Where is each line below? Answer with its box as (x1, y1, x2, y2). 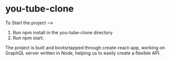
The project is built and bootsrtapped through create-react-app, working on (5, 44, 165, 50)
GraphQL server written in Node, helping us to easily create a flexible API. (5, 50, 161, 56)
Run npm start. (12, 35, 45, 41)
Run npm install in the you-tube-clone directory (12, 29, 113, 35)
